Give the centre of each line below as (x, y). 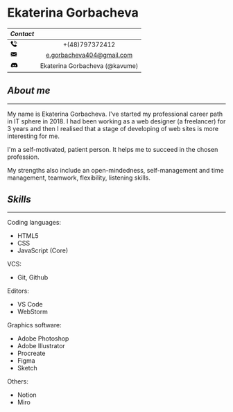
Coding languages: (34, 223)
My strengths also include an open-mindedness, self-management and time (115, 170)
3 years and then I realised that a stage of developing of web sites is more (113, 128)
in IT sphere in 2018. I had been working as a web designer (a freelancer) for (116, 121)
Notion (27, 395)
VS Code (30, 304)
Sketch (27, 368)
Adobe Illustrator (41, 346)
